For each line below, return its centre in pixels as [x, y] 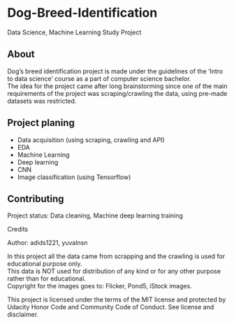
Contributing [36, 198]
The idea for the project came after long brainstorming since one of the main [117, 86]
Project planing [41, 123]
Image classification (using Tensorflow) [74, 177]
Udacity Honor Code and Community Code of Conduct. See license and [111, 307]
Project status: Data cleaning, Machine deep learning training [95, 216]
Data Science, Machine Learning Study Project [74, 32]
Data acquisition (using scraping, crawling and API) [91, 140]
